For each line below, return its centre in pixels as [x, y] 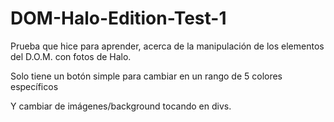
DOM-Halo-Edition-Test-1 [118, 18]
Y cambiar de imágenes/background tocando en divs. [121, 106]
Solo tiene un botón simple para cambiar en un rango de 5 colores [146, 76]
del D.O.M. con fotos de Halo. [71, 56]
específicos [34, 86]
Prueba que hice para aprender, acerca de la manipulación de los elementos [167, 46]
